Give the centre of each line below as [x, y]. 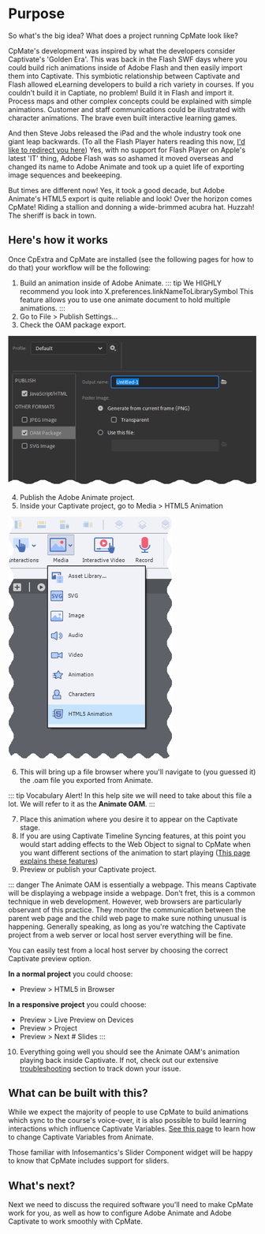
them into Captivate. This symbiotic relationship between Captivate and [124, 76]
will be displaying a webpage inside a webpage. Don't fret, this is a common [132, 893]
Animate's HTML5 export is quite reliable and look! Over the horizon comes [130, 199]
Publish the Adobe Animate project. [77, 497]
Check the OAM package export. [73, 325]
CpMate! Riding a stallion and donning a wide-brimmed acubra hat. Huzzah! [131, 207]
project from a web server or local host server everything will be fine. [121, 934]
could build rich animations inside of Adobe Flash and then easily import [125, 67]
